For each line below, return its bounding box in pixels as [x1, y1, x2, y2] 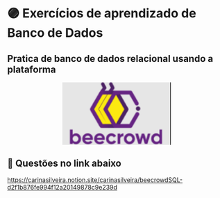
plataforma [7, 63, 56, 75]
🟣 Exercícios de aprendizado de [7, 6, 196, 22]
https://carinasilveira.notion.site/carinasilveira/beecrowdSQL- [7, 176, 183, 184]
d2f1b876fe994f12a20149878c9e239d [7, 183, 118, 192]
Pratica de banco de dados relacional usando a [7, 53, 214, 65]
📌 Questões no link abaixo [7, 157, 121, 169]
